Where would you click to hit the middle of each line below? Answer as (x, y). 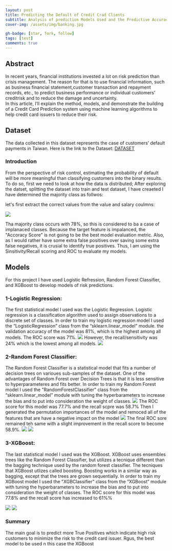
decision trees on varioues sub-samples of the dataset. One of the (75, 373)
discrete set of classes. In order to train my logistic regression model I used (85, 320)
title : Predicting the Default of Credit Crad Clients (65, 15)
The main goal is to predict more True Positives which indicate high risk (81, 533)
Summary (18, 522)
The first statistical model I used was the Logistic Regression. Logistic (79, 309)
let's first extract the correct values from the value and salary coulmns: (80, 204)
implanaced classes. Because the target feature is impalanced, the (76, 229)
